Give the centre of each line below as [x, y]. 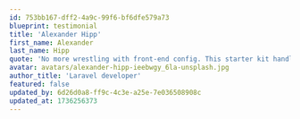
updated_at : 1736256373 [54, 101]
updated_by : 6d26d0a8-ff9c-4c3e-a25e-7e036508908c [105, 92]
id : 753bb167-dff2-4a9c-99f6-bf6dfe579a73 [89, 17]
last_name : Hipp [39, 51]
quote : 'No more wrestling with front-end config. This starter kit [139, 59]
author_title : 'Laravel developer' [75, 76]
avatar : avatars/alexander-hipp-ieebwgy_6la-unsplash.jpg [119, 68]
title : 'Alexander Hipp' [55, 34]
